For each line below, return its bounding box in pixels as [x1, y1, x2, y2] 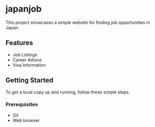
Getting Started [5, 76, 54, 85]
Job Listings [12, 52, 38, 57]
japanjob [5, 3, 42, 15]
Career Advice [12, 57, 42, 63]
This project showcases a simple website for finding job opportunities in [5, 19, 150, 25]
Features [5, 39, 33, 47]
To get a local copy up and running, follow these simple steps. [5, 89, 130, 95]
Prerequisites [5, 101, 38, 108]
